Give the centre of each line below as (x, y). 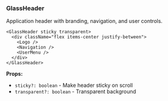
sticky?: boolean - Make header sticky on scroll (74, 85)
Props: (14, 74)
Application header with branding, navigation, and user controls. (84, 21)
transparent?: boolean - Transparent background (75, 92)
